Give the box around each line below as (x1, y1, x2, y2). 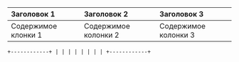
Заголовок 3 (159, 9, 204, 19)
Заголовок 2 (84, 9, 129, 19)
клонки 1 (11, 30, 43, 40)
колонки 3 (159, 30, 196, 40)
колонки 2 (84, 30, 119, 40)
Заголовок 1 (11, 9, 55, 19)
